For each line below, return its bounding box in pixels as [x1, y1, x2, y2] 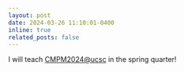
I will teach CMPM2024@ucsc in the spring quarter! [8, 55, 177, 64]
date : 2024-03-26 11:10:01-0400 [8, 19, 115, 27]
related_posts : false [8, 33, 80, 41]
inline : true [8, 26, 51, 34]
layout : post [8, 11, 51, 20]
